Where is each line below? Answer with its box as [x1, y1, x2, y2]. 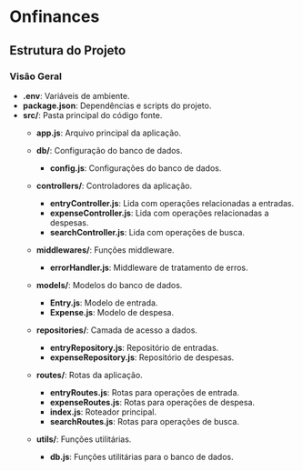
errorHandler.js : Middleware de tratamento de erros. [49, 262, 248, 273]
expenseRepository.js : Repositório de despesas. [49, 352, 235, 363]
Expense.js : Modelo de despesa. [49, 306, 175, 317]
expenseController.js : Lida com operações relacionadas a [49, 207, 269, 218]
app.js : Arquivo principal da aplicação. [35, 127, 182, 138]
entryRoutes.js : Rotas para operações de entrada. [49, 386, 239, 397]
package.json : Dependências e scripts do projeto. [22, 100, 212, 111]
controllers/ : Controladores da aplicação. [35, 180, 193, 191]
